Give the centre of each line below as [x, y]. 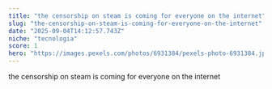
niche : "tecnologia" [43, 38]
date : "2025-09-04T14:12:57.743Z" [67, 31]
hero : [17, 53]
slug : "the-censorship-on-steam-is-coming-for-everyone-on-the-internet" [136, 23]
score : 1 [23, 46]
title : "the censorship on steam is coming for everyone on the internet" [137, 16]
